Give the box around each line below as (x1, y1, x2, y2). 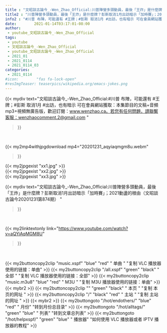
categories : (5, 68, 30, 73)
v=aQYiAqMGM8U (5, 230, 43, 236)
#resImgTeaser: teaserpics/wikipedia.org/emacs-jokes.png (5, 81, 128, 86)
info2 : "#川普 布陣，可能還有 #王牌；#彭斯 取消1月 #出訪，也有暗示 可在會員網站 (5, 16, 159, 21)
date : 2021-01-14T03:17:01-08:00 (5, 21, 90, 26)
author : (5, 26, 21, 31)
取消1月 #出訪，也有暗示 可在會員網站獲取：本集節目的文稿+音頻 (26, 102, 159, 108)
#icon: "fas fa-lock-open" (5, 77, 77, 82)
